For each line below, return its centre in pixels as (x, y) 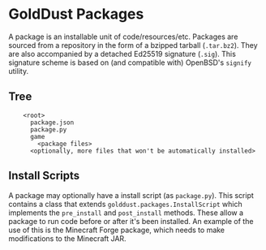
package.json (52, 123)
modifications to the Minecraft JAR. (68, 238)
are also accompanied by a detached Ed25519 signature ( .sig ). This (122, 54)
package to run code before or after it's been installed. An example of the (131, 221)
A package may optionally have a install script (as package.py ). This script (131, 195)
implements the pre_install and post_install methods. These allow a (126, 213)
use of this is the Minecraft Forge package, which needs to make (117, 230)
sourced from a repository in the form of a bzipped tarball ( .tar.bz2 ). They (133, 45)
